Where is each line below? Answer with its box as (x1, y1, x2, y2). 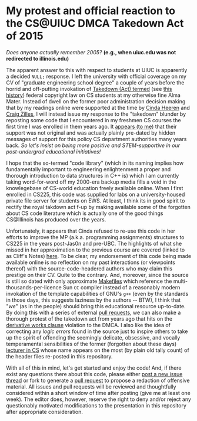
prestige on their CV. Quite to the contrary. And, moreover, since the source (6, 271, 189, 278)
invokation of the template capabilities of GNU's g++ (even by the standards (6, 290, 189, 297)
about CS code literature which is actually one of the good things (6, 210, 163, 217)
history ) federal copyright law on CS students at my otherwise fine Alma (6, 92, 181, 99)
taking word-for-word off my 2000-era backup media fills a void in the (6, 178, 176, 185)
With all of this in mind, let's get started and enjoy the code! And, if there (6, 364, 182, 371)
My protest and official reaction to (6, 4, 175, 18)
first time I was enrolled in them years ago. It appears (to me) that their (6, 123, 178, 130)
